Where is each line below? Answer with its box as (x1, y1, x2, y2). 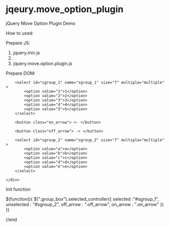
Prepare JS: (6, 39, 30, 46)
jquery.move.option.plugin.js (13, 60, 73, 66)
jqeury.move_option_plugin (6, 4, 123, 15)
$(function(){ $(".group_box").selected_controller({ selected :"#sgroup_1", (6, 196, 159, 202)
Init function (6, 186, 31, 192)
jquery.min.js (13, 50, 40, 56)
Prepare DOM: (6, 70, 36, 76)
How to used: (6, 30, 34, 36)
